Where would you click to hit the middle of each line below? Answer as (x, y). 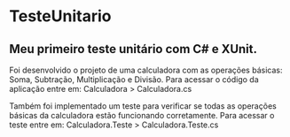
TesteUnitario (60, 16)
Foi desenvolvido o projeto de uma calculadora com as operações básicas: (146, 70)
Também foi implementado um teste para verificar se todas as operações (143, 106)
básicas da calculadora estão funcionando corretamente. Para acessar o (142, 115)
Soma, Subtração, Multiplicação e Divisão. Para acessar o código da (134, 80)
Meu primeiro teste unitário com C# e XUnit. (133, 49)
